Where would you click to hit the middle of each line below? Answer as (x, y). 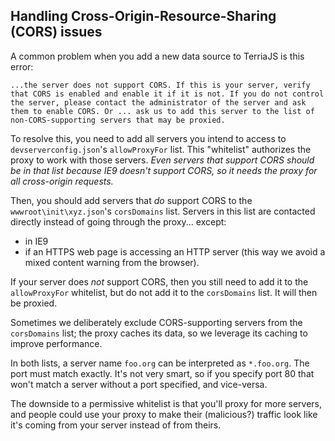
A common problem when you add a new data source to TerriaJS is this (157, 56)
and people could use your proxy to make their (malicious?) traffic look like (164, 414)
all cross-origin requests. (62, 181)
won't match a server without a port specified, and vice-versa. (139, 384)
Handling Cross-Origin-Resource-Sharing (143, 16)
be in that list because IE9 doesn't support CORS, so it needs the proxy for (164, 170)
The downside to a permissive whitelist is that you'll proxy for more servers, (166, 403)
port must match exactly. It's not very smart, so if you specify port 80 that (162, 373)
